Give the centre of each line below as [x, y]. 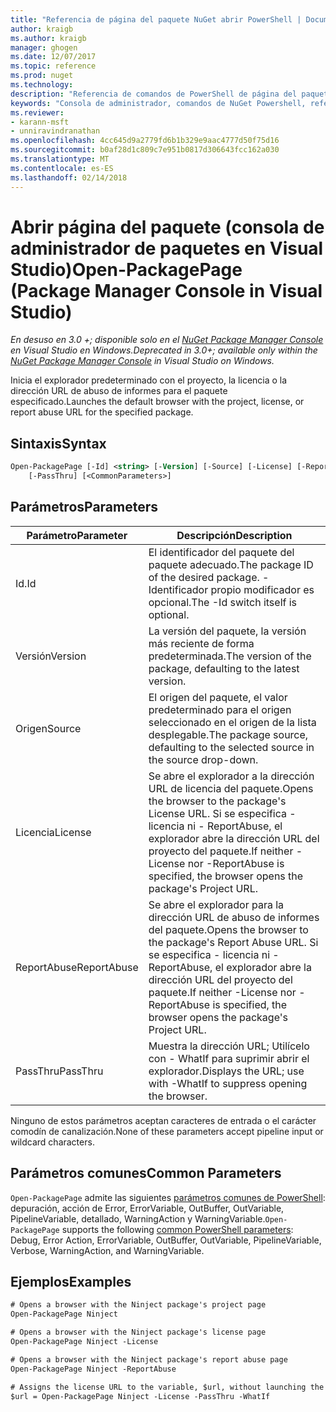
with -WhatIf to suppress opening [228, 1083]
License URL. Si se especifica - [222, 813]
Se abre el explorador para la [216, 904]
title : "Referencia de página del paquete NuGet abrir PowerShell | [156, 19]
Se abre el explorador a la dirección [231, 776]
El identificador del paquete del [221, 552]
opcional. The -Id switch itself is [223, 602]
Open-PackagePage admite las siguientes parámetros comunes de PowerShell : [168, 1197]
